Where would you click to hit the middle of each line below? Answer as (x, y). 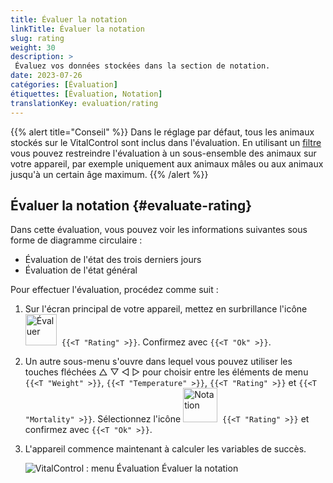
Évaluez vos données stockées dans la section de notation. (142, 66)
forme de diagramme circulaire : (76, 240)
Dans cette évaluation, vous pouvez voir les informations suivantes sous (159, 230)
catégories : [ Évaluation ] (64, 85)
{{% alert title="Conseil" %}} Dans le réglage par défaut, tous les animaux (162, 132)
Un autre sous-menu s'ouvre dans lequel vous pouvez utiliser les (158, 362)
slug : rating (37, 38)
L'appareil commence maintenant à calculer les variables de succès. (165, 449)
